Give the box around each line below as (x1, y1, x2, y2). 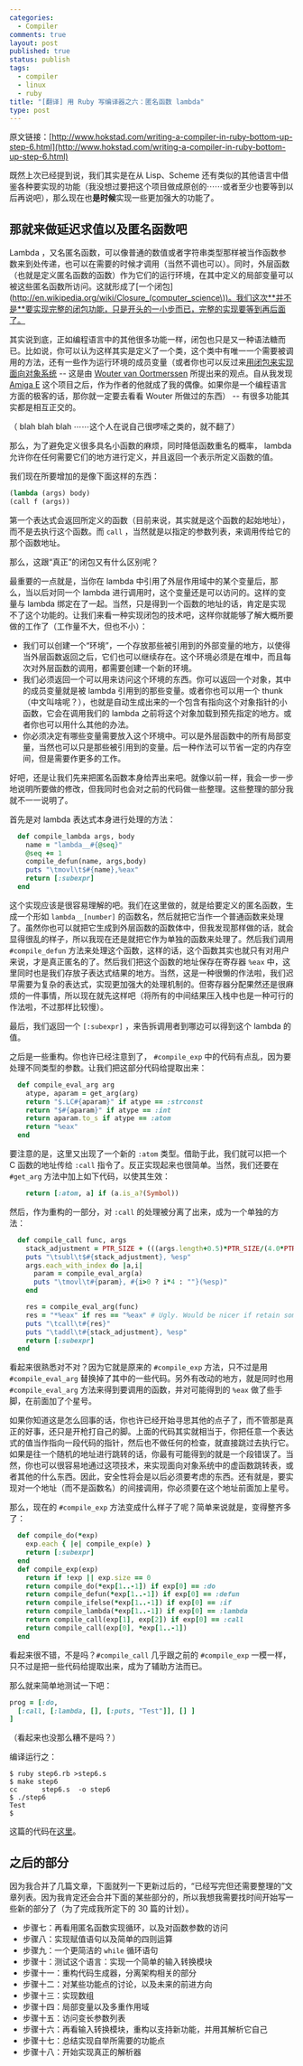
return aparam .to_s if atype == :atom (25, 1114, 171, 1123)
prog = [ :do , (9, 1697, 59, 1707)
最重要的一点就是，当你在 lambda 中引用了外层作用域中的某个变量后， (9, 575, 271, 586)
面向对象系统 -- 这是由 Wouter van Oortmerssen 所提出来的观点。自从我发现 (9, 368, 293, 379)
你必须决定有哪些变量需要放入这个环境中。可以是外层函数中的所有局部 (22, 730, 284, 741)
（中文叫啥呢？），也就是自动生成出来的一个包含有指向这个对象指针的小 (22, 696, 288, 707)
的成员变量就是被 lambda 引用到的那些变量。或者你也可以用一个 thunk (22, 685, 284, 696)
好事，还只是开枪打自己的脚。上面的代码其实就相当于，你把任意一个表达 (24, 1426, 294, 1437)
